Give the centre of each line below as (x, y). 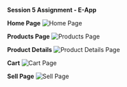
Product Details (30, 50)
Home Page (24, 23)
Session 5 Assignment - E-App (52, 10)
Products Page (28, 36)
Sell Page (21, 76)
